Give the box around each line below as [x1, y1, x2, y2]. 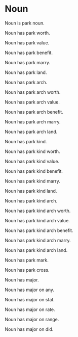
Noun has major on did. [5, 326, 54, 332]
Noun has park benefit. [5, 49, 53, 56]
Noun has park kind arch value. [5, 217, 70, 223]
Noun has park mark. [5, 257, 49, 263]
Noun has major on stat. [5, 296, 55, 302]
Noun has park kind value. [5, 158, 59, 164]
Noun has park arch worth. [5, 89, 61, 95]
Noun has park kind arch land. [5, 247, 68, 253]
